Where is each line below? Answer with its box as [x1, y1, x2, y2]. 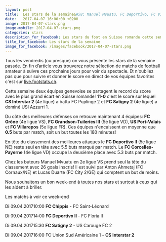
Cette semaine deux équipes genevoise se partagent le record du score [5, 88, 151, 94]
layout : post [5, 7, 32, 12]
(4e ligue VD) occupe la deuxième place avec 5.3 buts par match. [24, 149, 157, 155]
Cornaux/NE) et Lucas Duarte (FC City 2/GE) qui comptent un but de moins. [5, 169, 160, 175]
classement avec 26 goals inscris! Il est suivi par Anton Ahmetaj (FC [5, 164, 143, 170]
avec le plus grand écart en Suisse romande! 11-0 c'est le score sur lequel [5, 93, 156, 99]
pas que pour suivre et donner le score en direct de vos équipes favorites [5, 73, 155, 79]
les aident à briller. [5, 184, 43, 190]
